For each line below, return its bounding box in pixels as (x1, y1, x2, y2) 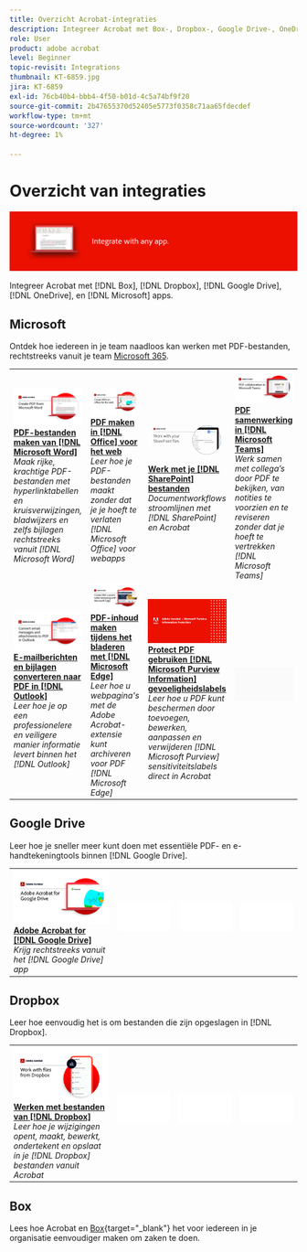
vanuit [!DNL (13, 543, 61, 554)
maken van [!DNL (13, 436, 81, 447)
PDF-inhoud (90, 612, 139, 623)
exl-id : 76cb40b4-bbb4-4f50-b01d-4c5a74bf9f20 (9, 91, 190, 101)
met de (90, 700, 117, 711)
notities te (234, 492, 272, 503)
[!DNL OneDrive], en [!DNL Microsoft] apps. (9, 290, 174, 301)
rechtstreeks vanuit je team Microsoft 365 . (9, 350, 169, 361)
